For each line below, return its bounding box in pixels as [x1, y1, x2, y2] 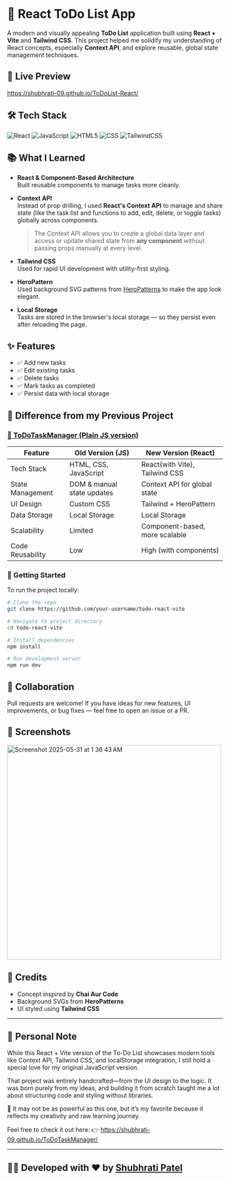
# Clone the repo [7, 599, 57, 606]
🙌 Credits [7, 971, 48, 984]
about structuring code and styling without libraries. [7, 1091, 153, 1100]
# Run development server [7, 656, 81, 662]
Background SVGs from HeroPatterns [16, 997, 125, 1005]
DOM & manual [69, 479, 118, 489]
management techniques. [7, 51, 79, 59]
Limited [69, 525, 94, 535]
